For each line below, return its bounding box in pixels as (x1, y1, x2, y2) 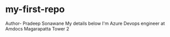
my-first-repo (5, 4, 65, 15)
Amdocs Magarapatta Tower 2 (5, 25, 70, 31)
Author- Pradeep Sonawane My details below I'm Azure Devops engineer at (5, 20, 165, 26)
